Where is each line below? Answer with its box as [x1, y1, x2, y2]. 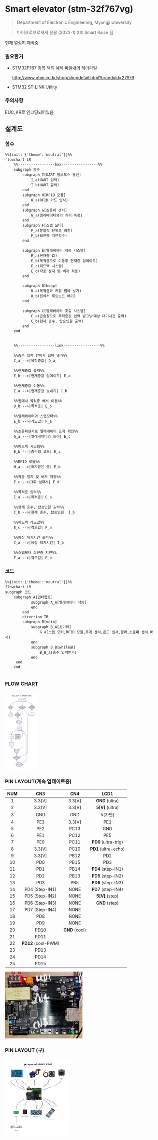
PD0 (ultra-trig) [91, 839, 123, 845]
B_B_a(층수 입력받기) [39, 650, 77, 655]
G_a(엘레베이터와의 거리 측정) [30, 213, 83, 218]
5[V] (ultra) [96, 805, 119, 810]
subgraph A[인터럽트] [14, 595, 53, 600]
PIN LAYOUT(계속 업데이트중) [5, 778, 72, 785]
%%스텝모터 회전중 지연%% [14, 550, 57, 555]
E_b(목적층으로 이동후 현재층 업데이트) [30, 259, 98, 264]
